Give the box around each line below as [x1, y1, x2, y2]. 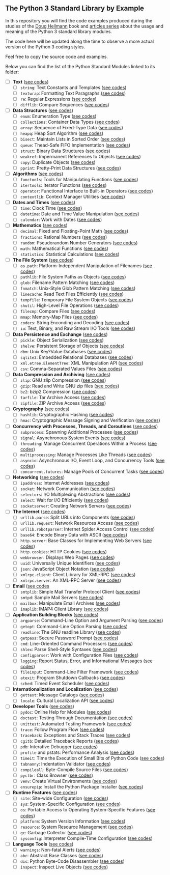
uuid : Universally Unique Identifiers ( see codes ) [20, 560, 121, 566]
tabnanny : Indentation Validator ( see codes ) [20, 760, 111, 767]
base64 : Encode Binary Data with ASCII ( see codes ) [20, 531, 127, 538]
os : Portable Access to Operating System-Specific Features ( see [20, 807, 156, 813]
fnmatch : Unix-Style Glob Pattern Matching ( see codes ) [20, 285, 136, 291]
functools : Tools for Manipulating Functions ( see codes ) [20, 176, 138, 182]
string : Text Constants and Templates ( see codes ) [20, 84, 127, 91]
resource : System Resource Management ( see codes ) [20, 824, 133, 830]
